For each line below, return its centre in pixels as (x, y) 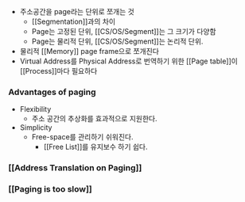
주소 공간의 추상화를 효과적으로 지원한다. (94, 119)
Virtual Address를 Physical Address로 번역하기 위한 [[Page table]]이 (129, 61)
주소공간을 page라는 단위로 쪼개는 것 (77, 11)
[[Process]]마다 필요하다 (58, 71)
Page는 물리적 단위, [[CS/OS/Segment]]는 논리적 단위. (117, 41)
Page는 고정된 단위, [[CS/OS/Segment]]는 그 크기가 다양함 (124, 31)
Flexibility (35, 109)
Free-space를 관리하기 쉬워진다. (82, 137)
